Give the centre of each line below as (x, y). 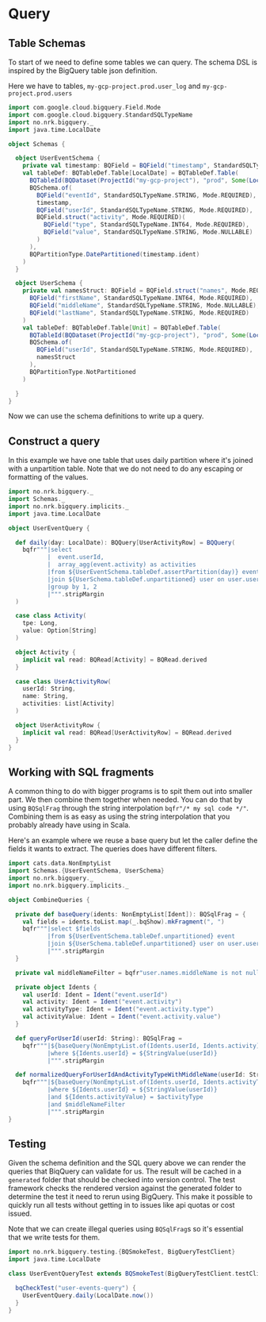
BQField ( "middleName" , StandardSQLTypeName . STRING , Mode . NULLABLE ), (144, 306)
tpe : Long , (40, 623)
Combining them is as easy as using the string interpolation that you (119, 817)
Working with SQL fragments (81, 772)
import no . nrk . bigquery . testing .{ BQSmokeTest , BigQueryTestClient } (122, 1252)
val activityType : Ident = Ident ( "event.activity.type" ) (118, 1009)
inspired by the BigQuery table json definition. (83, 71)
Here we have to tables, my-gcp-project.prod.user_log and (104, 86)
